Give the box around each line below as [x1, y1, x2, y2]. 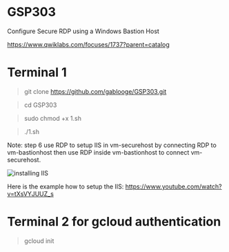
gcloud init [23, 236, 54, 245]
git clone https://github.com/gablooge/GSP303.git [23, 87, 167, 95]
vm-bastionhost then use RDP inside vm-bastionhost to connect [7, 148, 190, 156]
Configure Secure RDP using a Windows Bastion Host [7, 27, 160, 35]
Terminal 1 [7, 65, 67, 80]
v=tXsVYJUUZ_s [7, 189, 54, 197]
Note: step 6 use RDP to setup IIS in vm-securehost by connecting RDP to [7, 141, 217, 149]
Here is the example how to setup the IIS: [7, 182, 124, 191]
